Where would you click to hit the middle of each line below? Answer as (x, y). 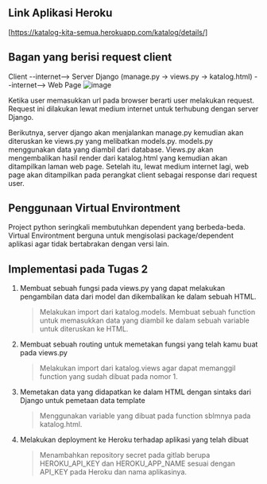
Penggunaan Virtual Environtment (94, 209)
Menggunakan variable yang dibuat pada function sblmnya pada (145, 416)
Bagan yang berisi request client (90, 58)
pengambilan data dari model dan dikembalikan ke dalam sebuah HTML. (138, 296)
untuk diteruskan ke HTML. (84, 329)
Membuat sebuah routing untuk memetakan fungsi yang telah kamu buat (139, 344)
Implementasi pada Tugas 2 (78, 269)
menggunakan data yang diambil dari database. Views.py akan (111, 149)
